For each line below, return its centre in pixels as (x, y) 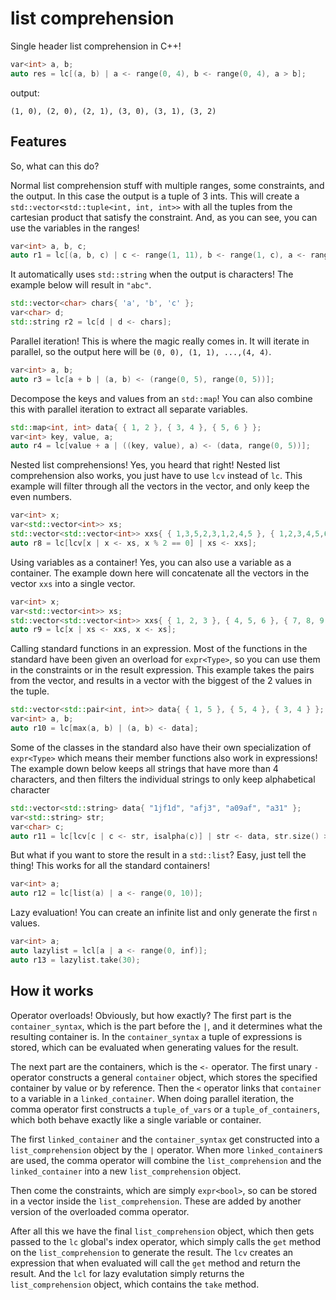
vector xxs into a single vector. (73, 583)
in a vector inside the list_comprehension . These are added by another (156, 1201)
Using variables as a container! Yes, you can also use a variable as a (151, 562)
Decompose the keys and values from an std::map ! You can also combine (161, 398)
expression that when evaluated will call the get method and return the (155, 1263)
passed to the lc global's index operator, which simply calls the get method (165, 1241)
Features (38, 142)
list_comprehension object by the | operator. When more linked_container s (166, 1149)
